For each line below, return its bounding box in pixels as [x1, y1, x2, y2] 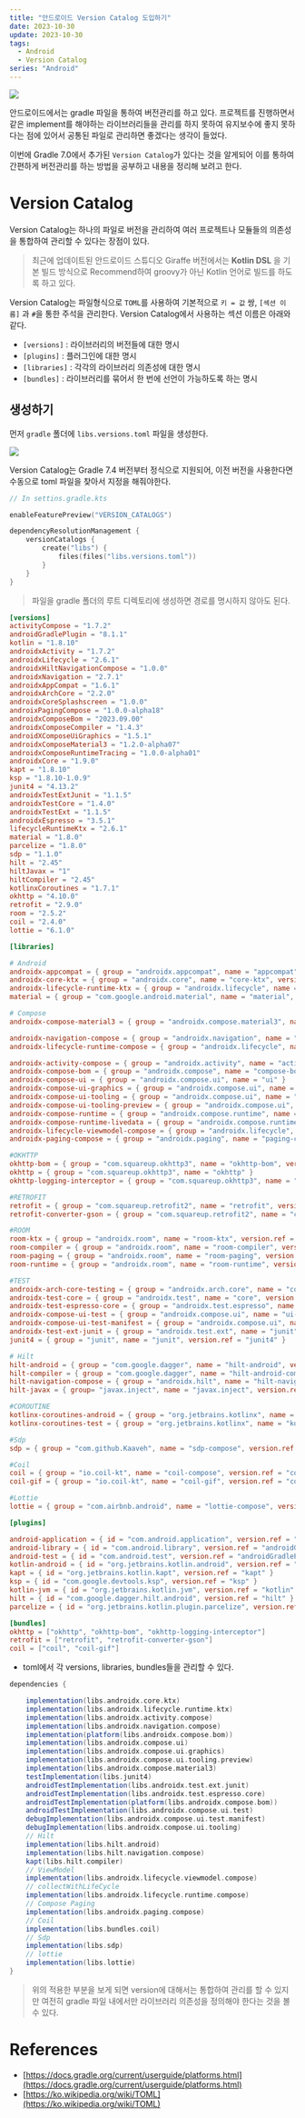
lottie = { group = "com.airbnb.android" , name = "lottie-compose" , [9, 1502, 274, 1511]
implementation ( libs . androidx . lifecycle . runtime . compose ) [25, 1891, 250, 1900]
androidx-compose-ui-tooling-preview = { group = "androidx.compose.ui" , [9, 1101, 295, 1110]
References [9, 2040, 98, 2060]
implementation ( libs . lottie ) [25, 1958, 136, 1968]
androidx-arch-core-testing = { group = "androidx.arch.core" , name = [9, 1284, 282, 1294]
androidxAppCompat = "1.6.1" [9, 681, 120, 690]
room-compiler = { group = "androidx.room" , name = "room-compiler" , [9, 1243, 279, 1253]
